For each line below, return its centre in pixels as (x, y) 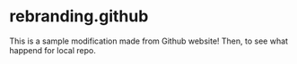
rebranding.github (79, 16)
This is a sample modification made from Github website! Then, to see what (149, 41)
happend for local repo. (52, 50)
